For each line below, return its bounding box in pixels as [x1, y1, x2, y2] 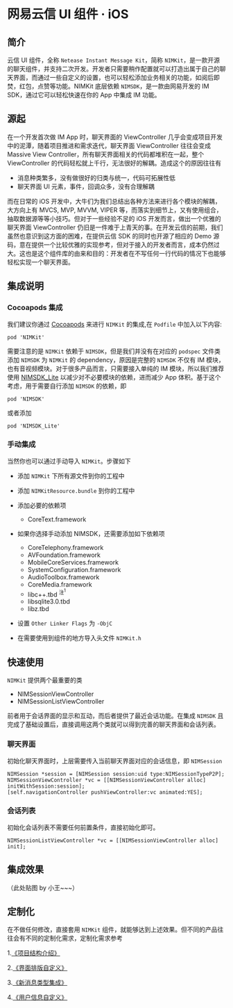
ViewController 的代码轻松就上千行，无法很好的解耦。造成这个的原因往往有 [7, 158, 222, 167]
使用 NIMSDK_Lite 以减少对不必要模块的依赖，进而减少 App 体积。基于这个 [7, 373, 221, 381]
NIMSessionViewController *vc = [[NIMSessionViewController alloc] [7, 777, 207, 783]
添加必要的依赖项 [17, 501, 67, 510]
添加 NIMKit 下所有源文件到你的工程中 [17, 471, 125, 480]
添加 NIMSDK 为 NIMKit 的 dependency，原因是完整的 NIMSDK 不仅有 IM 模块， [7, 355, 225, 364]
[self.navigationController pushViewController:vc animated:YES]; [7, 788, 203, 796]
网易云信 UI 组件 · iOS [7, 6, 129, 22]
